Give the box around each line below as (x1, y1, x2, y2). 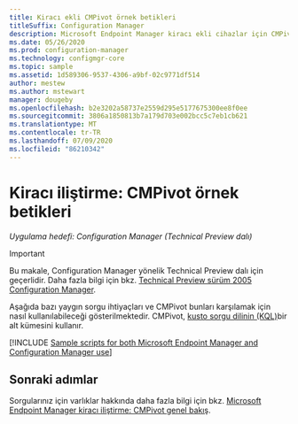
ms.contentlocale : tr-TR (9, 128, 101, 137)
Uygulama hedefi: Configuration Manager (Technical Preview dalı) (9, 231, 253, 242)
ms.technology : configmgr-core (9, 54, 125, 63)
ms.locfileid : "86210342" (9, 144, 105, 153)
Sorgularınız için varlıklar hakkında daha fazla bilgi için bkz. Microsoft (9, 396, 262, 406)
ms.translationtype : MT (9, 120, 98, 129)
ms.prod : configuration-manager (9, 46, 129, 55)
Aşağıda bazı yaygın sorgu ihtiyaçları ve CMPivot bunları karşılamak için (9, 301, 271, 312)
